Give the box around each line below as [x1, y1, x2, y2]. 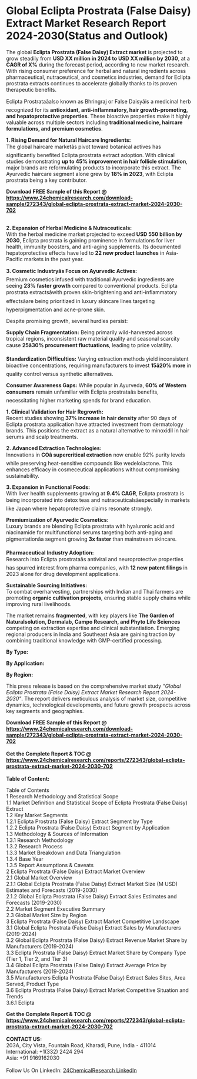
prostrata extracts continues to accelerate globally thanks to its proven [6, 79, 178, 86]
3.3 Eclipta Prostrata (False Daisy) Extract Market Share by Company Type [6, 949, 186, 956]
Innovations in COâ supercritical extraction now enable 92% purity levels [6, 451, 185, 458]
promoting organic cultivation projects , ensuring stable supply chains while [6, 594, 191, 601]
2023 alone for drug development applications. [6, 570, 121, 577]
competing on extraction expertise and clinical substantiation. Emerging [6, 624, 180, 631]
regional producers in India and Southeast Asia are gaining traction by [6, 631, 175, 638]
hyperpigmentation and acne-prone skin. [6, 306, 106, 313]
